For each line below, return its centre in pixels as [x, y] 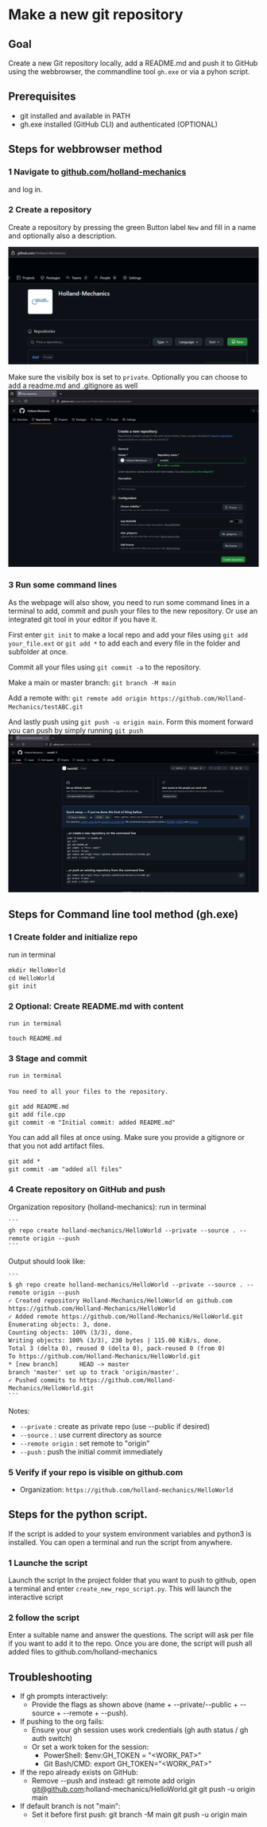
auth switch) [52, 1739]
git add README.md [39, 1107]
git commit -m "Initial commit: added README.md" [92, 1123]
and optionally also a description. [62, 236]
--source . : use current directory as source [91, 1435]
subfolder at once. [38, 651]
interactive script [36, 1597]
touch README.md [35, 1039]
